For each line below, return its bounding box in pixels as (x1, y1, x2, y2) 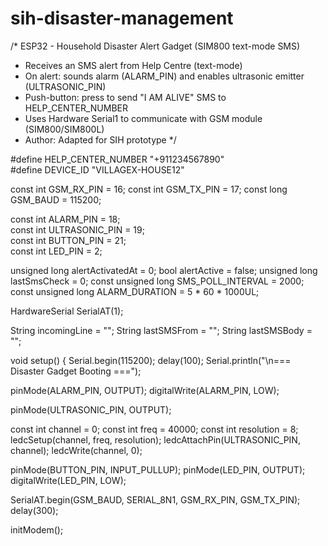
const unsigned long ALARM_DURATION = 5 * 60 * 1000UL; (10, 285, 260, 297)
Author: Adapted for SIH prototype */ (24, 133, 177, 146)
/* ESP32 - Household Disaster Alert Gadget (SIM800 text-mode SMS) (10, 40, 301, 52)
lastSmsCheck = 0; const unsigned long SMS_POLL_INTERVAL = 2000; (10, 275, 305, 287)
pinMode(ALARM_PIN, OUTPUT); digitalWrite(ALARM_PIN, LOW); (10, 384, 280, 396)
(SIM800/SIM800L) (24, 123, 105, 135)
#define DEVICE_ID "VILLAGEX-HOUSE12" (10, 163, 185, 176)
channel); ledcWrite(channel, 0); (10, 444, 143, 456)
